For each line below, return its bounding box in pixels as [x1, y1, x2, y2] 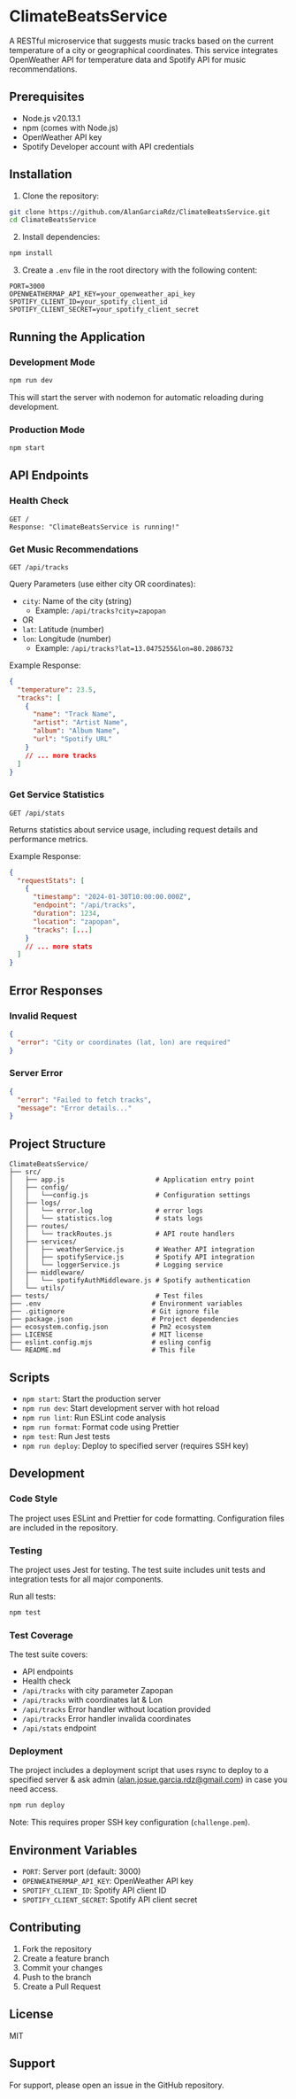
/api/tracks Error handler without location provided [21, 1704, 211, 1715]
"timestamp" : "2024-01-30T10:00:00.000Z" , [32, 893, 192, 902]
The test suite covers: [9, 1649, 88, 1660]
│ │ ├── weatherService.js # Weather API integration [9, 1245, 254, 1254]
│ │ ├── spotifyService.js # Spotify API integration [9, 1253, 254, 1262]
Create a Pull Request [21, 1981, 102, 1992]
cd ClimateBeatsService [9, 215, 97, 225]
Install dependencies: [21, 232, 101, 243]
